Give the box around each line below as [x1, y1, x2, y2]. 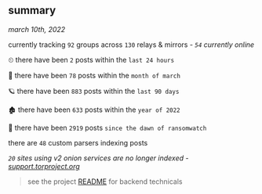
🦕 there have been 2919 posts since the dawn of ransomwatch [8, 123, 207, 132]
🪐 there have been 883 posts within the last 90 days [8, 86, 180, 95]
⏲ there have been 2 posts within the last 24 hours [8, 55, 175, 64]
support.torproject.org [8, 161, 80, 171]
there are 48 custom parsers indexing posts [8, 138, 148, 147]
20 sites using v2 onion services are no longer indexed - [8, 153, 189, 163]
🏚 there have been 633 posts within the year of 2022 [8, 105, 180, 114]
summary [8, 4, 56, 17]
